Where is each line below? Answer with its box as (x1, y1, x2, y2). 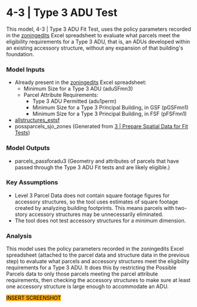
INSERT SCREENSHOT (6, 295, 61, 302)
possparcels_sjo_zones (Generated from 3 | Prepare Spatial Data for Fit (14, 123, 188, 130)
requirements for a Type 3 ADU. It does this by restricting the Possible (6, 264, 177, 272)
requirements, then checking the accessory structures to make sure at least (6, 277, 191, 284)
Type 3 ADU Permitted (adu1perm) (32, 98, 117, 105)
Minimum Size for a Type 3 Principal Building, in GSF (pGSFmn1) (32, 104, 189, 111)
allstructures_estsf (14, 117, 60, 124)
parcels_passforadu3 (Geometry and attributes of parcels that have (14, 157, 179, 164)
